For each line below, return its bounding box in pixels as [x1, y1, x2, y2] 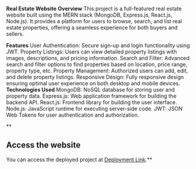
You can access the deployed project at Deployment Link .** [6, 156, 153, 163]
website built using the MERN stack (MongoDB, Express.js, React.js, [6, 11, 172, 18]
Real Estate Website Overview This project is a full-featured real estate [6, 5, 182, 12]
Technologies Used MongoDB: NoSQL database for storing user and [6, 86, 175, 93]
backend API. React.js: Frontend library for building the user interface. [6, 99, 177, 106]
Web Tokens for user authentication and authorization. [6, 111, 140, 118]
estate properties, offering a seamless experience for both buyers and [6, 24, 178, 31]
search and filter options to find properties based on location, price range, [6, 61, 188, 68]
